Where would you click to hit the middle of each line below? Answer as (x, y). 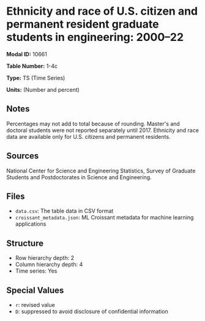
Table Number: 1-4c (32, 66)
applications (31, 224)
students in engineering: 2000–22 (95, 37)
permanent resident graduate (83, 24)
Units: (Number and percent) (43, 89)
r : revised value (35, 305)
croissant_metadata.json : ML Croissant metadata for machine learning (104, 218)
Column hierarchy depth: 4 (49, 265)
